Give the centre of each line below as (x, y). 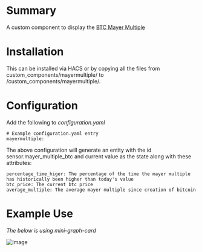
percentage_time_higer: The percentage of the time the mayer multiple (98, 174)
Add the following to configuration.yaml (56, 122)
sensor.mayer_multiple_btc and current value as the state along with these (99, 156)
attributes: (19, 163)
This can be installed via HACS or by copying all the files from (83, 68)
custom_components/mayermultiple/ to (55, 75)
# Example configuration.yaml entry (52, 134)
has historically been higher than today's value (70, 179)
